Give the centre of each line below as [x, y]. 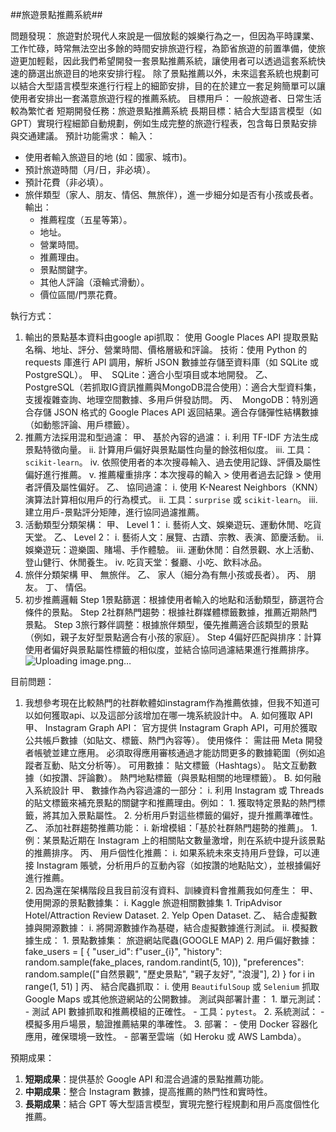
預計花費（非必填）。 [66, 182]
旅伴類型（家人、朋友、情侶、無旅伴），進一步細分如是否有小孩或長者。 [171, 194]
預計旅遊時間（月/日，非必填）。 [90, 169]
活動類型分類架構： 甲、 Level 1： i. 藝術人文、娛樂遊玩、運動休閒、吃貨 [173, 524]
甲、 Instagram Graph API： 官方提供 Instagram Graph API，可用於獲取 [171, 727]
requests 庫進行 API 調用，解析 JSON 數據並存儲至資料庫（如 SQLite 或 [171, 362]
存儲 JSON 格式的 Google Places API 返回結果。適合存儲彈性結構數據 [176, 412]
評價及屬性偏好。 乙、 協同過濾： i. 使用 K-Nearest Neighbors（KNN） [178, 487]
